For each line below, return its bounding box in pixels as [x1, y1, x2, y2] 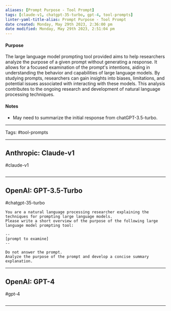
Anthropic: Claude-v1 [5, 148, 75, 157]
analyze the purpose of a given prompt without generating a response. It [5, 59, 157, 65]
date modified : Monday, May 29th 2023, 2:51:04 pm [5, 27, 115, 32]
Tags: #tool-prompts [5, 129, 48, 135]
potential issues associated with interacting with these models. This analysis [5, 81, 165, 87]
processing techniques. [5, 91, 55, 97]
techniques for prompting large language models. [5, 214, 113, 219]
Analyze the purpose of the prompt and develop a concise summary [5, 254, 149, 260]
